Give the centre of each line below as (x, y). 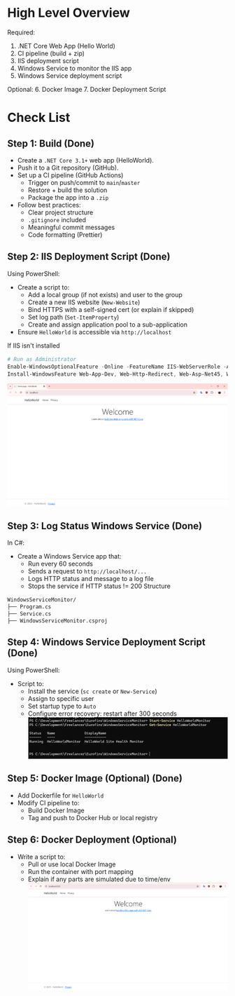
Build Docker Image (56, 810)
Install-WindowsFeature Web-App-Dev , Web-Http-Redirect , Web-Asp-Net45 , (115, 374)
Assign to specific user (61, 698)
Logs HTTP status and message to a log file (91, 579)
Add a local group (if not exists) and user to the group (105, 294)
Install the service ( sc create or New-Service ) (92, 691)
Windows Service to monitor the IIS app (74, 68)
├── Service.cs (29, 614)
